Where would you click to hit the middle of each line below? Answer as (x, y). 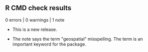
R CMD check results (38, 8)
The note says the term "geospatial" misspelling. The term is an (77, 39)
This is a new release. (35, 29)
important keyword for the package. (49, 44)
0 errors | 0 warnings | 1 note (35, 20)
